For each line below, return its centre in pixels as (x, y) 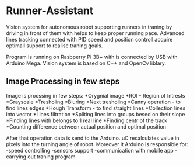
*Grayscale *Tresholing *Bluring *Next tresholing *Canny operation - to (93, 102)
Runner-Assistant (50, 11)
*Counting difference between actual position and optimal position (86, 126)
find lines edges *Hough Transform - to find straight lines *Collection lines (96, 108)
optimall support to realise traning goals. (54, 46)
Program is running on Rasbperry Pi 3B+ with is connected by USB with (92, 57)
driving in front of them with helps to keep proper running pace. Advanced (95, 33)
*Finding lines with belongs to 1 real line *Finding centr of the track (87, 120)
